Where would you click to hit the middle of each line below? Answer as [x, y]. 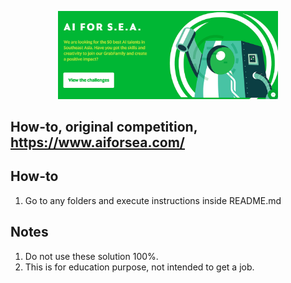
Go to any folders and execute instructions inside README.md [153, 200]
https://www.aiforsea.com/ [98, 142]
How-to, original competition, [104, 126]
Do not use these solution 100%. [91, 256]
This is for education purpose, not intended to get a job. [139, 267]
